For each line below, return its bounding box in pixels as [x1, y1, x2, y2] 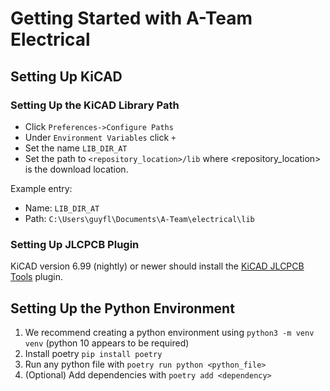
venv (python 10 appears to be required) [24, 337, 190, 349]
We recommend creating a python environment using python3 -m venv [24, 326, 315, 338]
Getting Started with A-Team [10, 7, 253, 30]
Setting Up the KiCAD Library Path [10, 98, 180, 112]
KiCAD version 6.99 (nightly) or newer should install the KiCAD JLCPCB [10, 260, 305, 272]
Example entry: [10, 182, 73, 194]
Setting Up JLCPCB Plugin [10, 237, 140, 251]
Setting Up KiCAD [10, 68, 123, 85]
